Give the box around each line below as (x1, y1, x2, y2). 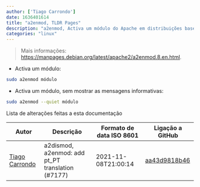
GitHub (157, 131, 179, 139)
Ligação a (154, 123, 183, 132)
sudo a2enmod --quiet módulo (6, 99, 79, 105)
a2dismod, (43, 141, 74, 149)
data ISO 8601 (96, 131, 139, 139)
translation (43, 163, 74, 172)
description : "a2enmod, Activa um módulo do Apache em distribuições (6, 25, 183, 32)
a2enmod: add (43, 148, 85, 157)
